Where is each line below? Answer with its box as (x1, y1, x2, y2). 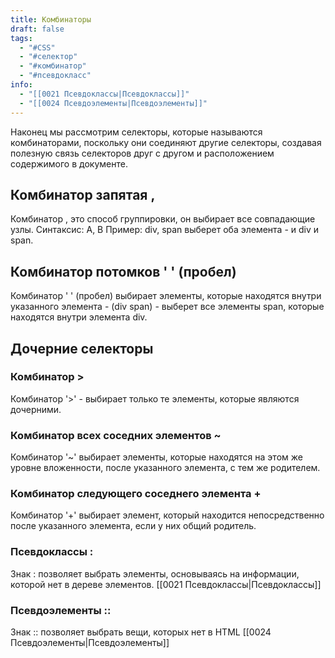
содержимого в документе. (10, 157, 128, 170)
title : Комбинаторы (10, 14, 92, 25)
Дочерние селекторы (10, 340, 154, 357)
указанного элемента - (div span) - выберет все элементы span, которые (10, 301, 325, 313)
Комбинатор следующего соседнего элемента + (10, 487, 262, 501)
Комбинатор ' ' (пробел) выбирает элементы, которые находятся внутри (10, 290, 322, 302)
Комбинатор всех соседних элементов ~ (10, 428, 222, 442)
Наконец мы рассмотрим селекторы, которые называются (10, 126, 263, 138)
